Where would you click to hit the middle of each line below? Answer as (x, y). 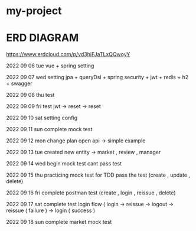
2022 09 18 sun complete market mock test (59, 222)
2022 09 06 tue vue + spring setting (50, 66)
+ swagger (19, 83)
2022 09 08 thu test (30, 95)
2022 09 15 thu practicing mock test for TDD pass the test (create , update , (98, 175)
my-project (34, 11)
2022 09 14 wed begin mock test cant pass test (64, 164)
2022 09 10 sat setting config (42, 118)
